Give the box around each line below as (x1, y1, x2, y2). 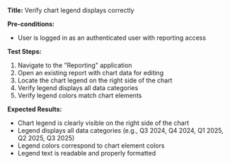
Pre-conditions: (7, 20, 55, 28)
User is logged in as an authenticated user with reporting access (17, 33, 207, 42)
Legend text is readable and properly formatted (17, 149, 156, 157)
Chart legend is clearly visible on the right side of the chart (17, 119, 190, 127)
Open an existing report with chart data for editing (17, 69, 164, 77)
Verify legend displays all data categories (17, 84, 139, 92)
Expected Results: (7, 105, 62, 113)
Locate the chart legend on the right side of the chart (17, 76, 173, 84)
